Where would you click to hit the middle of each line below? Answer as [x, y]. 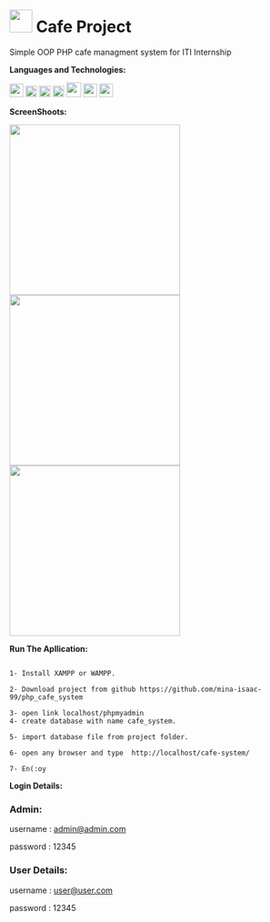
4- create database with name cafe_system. [93, 721]
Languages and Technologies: [68, 69]
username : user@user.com [61, 890]
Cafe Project [84, 27]
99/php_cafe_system [46, 697]
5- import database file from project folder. [99, 737]
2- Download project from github [73, 689]
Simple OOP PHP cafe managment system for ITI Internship [120, 52]
